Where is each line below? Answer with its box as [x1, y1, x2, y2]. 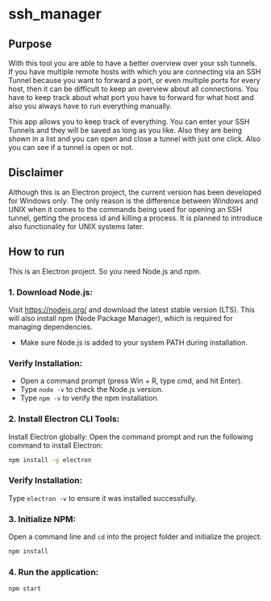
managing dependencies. [8, 322, 93, 332]
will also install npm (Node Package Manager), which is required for [8, 313, 233, 323]
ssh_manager [8, 5, 102, 23]
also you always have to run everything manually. [8, 102, 172, 111]
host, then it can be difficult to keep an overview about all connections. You [8, 84, 259, 94]
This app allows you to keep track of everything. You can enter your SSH [8, 117, 250, 126]
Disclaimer [8, 166, 64, 180]
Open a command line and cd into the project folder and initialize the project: [8, 532, 262, 541]
